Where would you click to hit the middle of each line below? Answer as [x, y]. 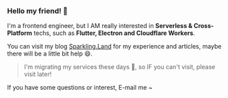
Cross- [204, 26]
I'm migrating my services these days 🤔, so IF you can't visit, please [119, 67]
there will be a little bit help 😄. [50, 53]
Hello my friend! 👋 [38, 11]
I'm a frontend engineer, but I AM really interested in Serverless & [100, 26]
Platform [20, 33]
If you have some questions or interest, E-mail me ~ [80, 88]
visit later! [38, 74]
